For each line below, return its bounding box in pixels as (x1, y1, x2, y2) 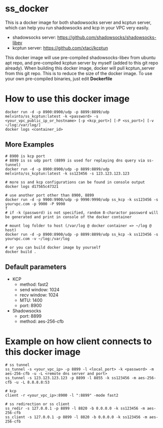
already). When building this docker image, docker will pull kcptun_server (5, 65, 155, 71)
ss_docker (5, 3, 49, 14)
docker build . (5, 249, 37, 254)
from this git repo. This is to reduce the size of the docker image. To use (5, 70, 153, 76)
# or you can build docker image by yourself (5, 245, 101, 250)
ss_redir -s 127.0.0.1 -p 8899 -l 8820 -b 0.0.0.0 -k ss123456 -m (5, 406, 145, 411)
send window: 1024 (19, 286, 60, 292)
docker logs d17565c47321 (5, 184, 58, 189)
